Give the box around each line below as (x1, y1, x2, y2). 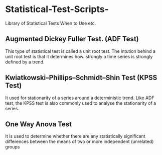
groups (5, 144, 20, 150)
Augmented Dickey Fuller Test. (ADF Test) (5, 35, 139, 43)
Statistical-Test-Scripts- (5, 4, 109, 15)
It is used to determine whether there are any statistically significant (5, 133, 145, 139)
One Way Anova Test (5, 120, 72, 128)
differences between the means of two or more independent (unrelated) (5, 138, 154, 144)
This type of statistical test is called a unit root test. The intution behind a (5, 48, 155, 54)
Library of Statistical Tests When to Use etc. (5, 20, 96, 26)
